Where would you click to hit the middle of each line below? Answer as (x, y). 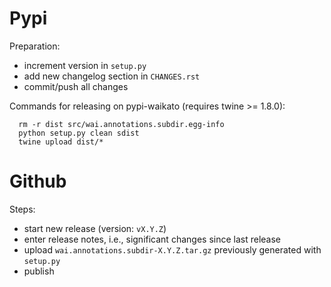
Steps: (22, 209)
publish (39, 271)
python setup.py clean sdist (79, 133)
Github (38, 181)
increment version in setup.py (85, 65)
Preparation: (35, 46)
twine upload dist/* (61, 142)
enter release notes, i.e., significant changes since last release (152, 239)
